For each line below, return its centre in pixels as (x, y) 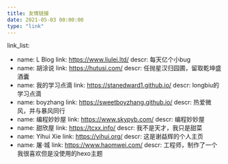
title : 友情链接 (28, 13)
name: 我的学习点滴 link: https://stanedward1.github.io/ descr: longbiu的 (118, 85)
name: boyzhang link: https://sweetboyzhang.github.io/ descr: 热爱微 (114, 102)
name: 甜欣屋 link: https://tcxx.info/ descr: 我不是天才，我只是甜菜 (110, 128)
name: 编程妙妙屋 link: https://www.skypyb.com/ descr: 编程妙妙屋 (111, 120)
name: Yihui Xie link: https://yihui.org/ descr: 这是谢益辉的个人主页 (110, 137)
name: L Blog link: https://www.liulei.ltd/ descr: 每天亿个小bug (104, 59)
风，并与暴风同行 (41, 111)
